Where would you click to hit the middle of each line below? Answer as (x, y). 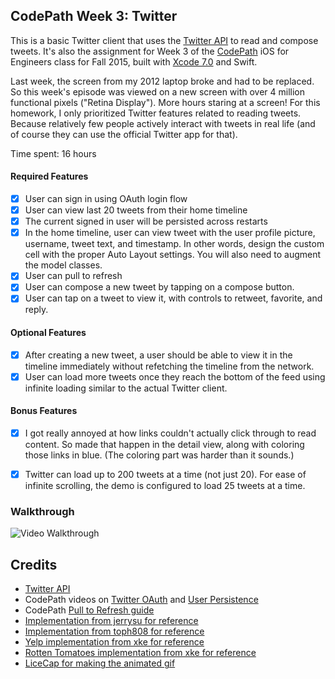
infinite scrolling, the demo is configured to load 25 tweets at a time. (165, 486)
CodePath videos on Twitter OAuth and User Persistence (141, 600)
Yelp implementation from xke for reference (114, 642)
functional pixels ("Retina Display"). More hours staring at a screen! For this (165, 102)
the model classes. (63, 265)
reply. (36, 310)
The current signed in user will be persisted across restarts (146, 221)
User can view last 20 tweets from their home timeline (136, 210)
